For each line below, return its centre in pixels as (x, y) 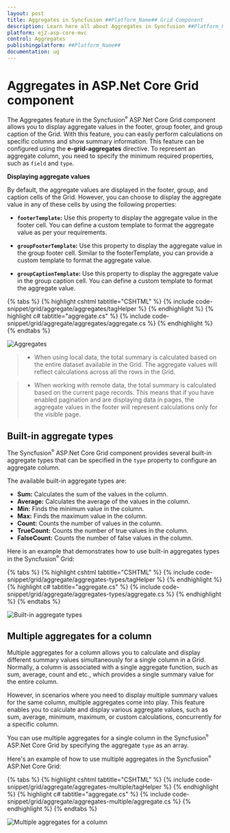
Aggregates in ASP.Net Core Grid (103, 86)
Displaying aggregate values (49, 176)
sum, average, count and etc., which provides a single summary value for (111, 674)
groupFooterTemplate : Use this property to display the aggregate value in (119, 246)
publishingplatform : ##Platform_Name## (64, 45)
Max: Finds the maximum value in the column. (82, 516)
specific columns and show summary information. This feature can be (106, 141)
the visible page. (57, 414)
